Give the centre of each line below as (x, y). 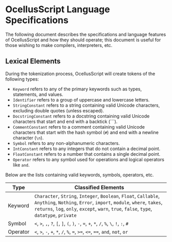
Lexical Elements (33, 62)
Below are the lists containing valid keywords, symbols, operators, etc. (80, 175)
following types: (22, 79)
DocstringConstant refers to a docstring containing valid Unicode (81, 116)
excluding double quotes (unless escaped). (58, 110)
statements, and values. (38, 94)
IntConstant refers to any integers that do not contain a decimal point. (87, 149)
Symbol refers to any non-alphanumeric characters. (66, 143)
